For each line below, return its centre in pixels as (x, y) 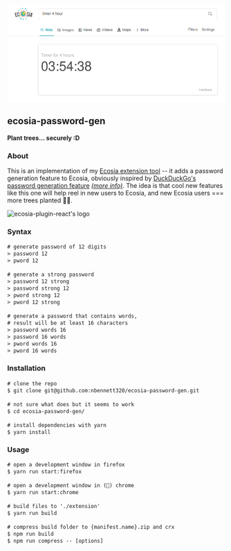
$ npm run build (30, 534)
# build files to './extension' (54, 506)
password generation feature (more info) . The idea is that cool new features (115, 185)
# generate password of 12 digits (57, 247)
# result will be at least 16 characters (68, 323)
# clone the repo (32, 383)
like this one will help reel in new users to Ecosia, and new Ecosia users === (115, 193)
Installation (27, 368)
